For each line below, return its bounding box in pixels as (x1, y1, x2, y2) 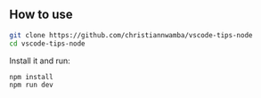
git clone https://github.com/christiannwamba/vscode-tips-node (9, 30, 253, 39)
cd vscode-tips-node (9, 39, 86, 48)
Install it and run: (9, 55, 71, 66)
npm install (9, 72, 53, 81)
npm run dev (9, 80, 53, 90)
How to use (9, 7, 73, 22)
